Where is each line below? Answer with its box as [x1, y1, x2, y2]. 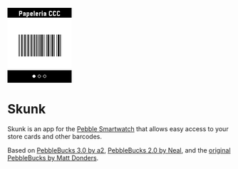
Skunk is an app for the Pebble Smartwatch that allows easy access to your [7, 124, 229, 133]
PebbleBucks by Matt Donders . [7, 153, 99, 162]
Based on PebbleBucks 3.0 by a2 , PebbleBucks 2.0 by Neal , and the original [7, 145, 231, 154]
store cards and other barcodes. [7, 132, 102, 140]
